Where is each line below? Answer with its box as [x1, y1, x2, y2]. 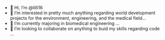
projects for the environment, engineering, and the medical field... [10, 15, 146, 21]
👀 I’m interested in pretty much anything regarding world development [10, 10, 155, 16]
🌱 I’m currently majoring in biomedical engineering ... [10, 20, 120, 26]
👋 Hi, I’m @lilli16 [10, 5, 43, 10]
